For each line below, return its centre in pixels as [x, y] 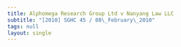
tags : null [23, 26]
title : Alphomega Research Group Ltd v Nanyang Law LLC [90, 13]
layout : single [29, 33]
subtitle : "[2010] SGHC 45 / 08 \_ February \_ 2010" [81, 20]
